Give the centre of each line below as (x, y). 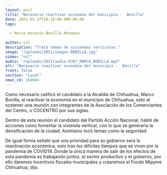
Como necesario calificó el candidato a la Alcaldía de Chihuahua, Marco (80, 94)
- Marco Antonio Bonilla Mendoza (45, 33)
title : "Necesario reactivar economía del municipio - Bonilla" (75, 15)
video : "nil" (19, 57)
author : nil (18, 43)
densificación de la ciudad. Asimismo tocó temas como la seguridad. (76, 131)
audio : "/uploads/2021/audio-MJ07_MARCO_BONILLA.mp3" (63, 61)
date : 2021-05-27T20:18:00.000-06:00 (45, 19)
